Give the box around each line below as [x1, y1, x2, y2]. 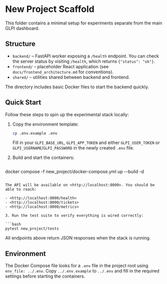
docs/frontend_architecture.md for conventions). [12, 69, 114, 75]
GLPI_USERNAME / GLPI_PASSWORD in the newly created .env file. [12, 145, 135, 151]
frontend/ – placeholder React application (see [12, 63, 109, 69]
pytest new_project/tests [5, 226, 59, 231]
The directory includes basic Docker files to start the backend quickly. [5, 84, 150, 90]
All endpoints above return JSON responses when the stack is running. [5, 235, 151, 241]
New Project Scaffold [5, 3, 95, 15]
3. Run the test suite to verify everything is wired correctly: [5, 213, 144, 218]
